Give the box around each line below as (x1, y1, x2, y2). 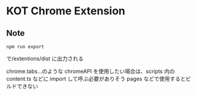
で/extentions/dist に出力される (6, 55, 84, 62)
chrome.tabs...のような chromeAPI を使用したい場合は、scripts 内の (6, 68, 175, 75)
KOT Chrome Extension (6, 4, 125, 18)
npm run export (6, 44, 45, 50)
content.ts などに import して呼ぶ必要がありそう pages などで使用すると (6, 75, 186, 82)
